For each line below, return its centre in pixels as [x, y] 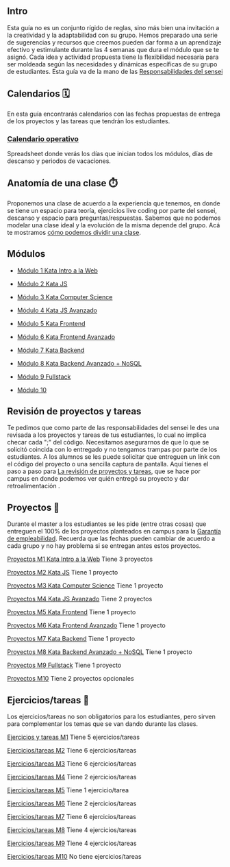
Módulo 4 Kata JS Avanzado [57, 310]
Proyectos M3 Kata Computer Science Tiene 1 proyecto [85, 586]
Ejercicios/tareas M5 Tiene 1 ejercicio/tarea [68, 790]
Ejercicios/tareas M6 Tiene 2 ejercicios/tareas [72, 803]
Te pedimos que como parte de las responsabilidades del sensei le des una [113, 428]
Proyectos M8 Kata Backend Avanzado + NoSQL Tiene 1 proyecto [100, 652]
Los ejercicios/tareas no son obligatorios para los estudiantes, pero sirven [111, 716]
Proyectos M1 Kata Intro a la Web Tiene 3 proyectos [80, 559]
